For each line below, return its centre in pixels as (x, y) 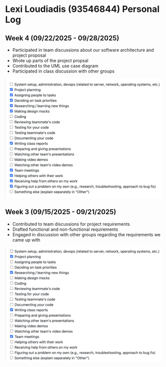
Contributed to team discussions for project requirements (71, 224)
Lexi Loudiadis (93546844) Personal (83, 9)
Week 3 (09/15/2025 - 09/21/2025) (61, 212)
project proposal (29, 55)
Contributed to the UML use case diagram (55, 66)
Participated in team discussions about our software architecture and (83, 50)
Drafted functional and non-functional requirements (65, 229)
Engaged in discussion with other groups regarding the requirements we (86, 234)
